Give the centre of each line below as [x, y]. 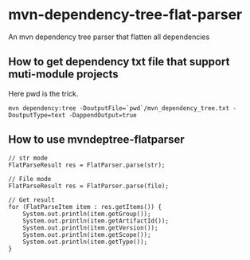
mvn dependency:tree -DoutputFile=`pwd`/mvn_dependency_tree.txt [119, 108]
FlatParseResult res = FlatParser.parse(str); [87, 165]
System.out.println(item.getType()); [85, 242]
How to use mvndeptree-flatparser [96, 140]
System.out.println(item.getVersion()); [90, 228]
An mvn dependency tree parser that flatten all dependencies [109, 37]
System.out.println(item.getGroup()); [87, 214]
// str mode [28, 158]
